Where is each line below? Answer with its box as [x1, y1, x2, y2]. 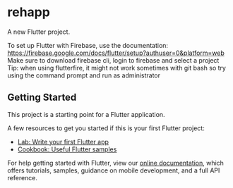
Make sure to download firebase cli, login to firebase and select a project [7, 56, 220, 64]
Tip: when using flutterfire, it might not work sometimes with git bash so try [7, 63, 226, 72]
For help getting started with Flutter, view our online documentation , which [7, 158, 225, 167]
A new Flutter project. [7, 27, 71, 36]
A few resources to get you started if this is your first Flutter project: [7, 124, 205, 132]
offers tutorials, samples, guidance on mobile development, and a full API [7, 166, 220, 175]
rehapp [7, 4, 51, 20]
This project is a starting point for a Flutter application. [7, 110, 165, 118]
